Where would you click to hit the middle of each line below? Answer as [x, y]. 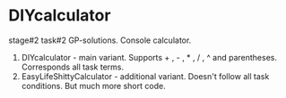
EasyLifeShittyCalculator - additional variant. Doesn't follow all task [145, 76]
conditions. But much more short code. [94, 86]
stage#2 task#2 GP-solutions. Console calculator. [100, 40]
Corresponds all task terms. [73, 67]
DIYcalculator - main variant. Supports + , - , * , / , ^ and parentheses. [149, 57]
